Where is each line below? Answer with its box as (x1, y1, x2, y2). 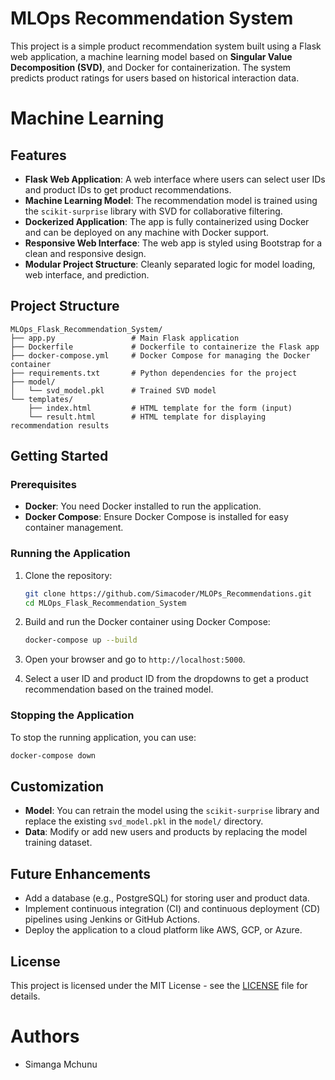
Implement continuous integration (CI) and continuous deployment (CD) (24, 903, 321, 915)
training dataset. (24, 837, 93, 849)
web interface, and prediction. (24, 268, 150, 281)
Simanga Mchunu (24, 1058, 98, 1070)
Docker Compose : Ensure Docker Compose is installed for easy (24, 511, 289, 523)
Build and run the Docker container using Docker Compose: (24, 616, 271, 628)
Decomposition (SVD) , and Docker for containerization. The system (10, 61, 292, 73)
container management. (24, 522, 124, 534)
